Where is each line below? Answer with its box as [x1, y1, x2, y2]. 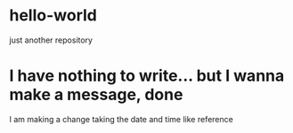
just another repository [9, 35, 94, 45]
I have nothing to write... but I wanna [9, 66, 285, 86]
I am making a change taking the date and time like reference [9, 113, 233, 124]
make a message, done [9, 85, 183, 105]
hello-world [9, 5, 98, 26]
